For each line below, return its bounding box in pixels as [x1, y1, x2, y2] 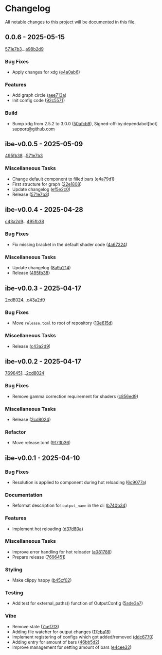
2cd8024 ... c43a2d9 [5, 297, 45, 303]
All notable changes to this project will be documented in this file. [5, 19, 136, 25]
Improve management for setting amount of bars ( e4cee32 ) [12, 644, 132, 650]
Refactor [5, 429, 26, 435]
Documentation [5, 491, 43, 498]
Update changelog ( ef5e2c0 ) [12, 186, 71, 192]
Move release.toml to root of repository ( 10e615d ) [12, 320, 113, 326]
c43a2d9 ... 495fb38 [5, 218, 45, 224]
